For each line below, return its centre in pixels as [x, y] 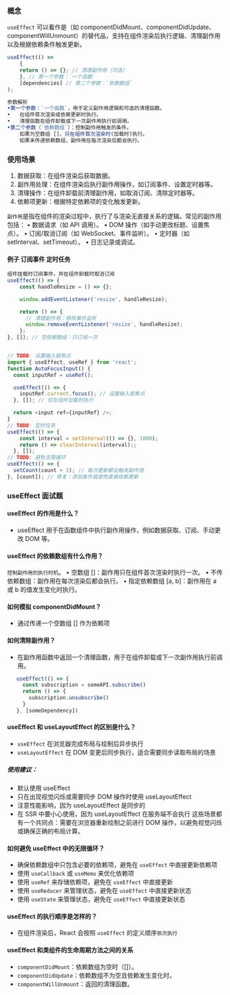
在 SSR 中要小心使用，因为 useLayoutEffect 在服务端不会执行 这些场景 [117, 814]
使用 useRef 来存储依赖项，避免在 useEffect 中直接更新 [95, 882]
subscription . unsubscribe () [69, 698]
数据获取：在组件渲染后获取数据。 [65, 175]
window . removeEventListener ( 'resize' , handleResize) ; [104, 325]
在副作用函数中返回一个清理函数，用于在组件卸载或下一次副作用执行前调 [119, 657]
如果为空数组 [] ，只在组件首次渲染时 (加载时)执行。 [84, 134]
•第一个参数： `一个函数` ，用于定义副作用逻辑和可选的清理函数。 [86, 108]
